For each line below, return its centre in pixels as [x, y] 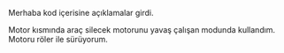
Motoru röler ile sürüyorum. [58, 39]
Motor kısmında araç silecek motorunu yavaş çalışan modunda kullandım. [142, 30]
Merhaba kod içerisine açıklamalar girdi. [81, 13]
